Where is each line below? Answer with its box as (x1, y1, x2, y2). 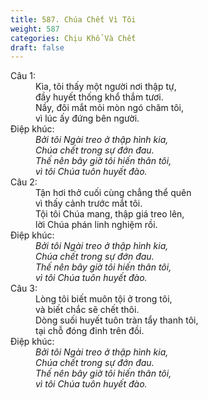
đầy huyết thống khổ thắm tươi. (35, 91, 164, 103)
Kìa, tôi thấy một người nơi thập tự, (35, 81, 177, 93)
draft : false (10, 42, 65, 53)
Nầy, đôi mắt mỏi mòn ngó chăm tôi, (35, 102, 185, 114)
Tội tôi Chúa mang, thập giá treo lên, (35, 208, 185, 220)
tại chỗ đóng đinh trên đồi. (35, 325, 145, 337)
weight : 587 (10, 24, 60, 34)
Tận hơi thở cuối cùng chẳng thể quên (35, 187, 192, 199)
